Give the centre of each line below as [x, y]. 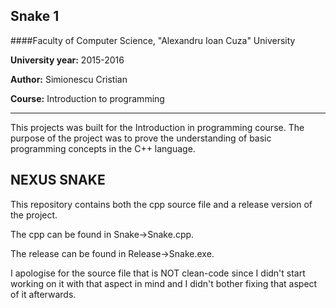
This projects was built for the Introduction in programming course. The [157, 127]
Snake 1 [35, 16]
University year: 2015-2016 [67, 60]
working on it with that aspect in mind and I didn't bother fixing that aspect [164, 283]
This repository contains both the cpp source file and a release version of [161, 204]
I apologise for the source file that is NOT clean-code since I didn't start [158, 273]
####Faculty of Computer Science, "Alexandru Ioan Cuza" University [153, 40]
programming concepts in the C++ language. [103, 148]
